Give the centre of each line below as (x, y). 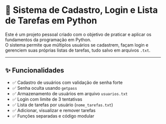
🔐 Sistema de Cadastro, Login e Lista (82, 10)
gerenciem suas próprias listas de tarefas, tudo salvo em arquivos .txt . (78, 50)
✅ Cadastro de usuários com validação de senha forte (67, 82)
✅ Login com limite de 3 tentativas (47, 99)
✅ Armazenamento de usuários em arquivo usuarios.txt (70, 93)
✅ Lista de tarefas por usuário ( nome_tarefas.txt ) (63, 105)
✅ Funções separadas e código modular (53, 116)
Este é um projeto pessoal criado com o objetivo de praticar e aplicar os (78, 34)
